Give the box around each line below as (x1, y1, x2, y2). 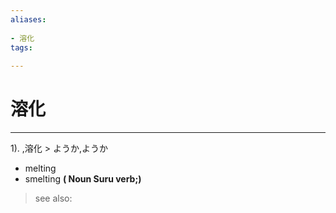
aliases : (10, 14, 47, 25)
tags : (10, 42, 33, 53)
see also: (34, 192, 73, 205)
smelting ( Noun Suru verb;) (24, 173, 142, 185)
